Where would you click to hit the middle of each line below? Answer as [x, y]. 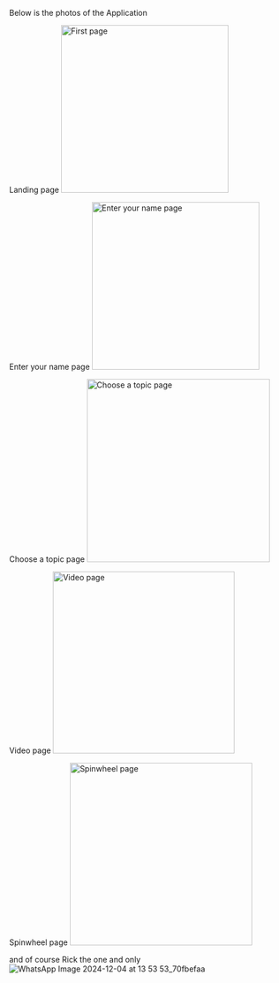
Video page [30, 750]
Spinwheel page [38, 942]
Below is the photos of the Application [79, 13]
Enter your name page [49, 367]
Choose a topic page [47, 559]
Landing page [34, 190]
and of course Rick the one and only [75, 960]
